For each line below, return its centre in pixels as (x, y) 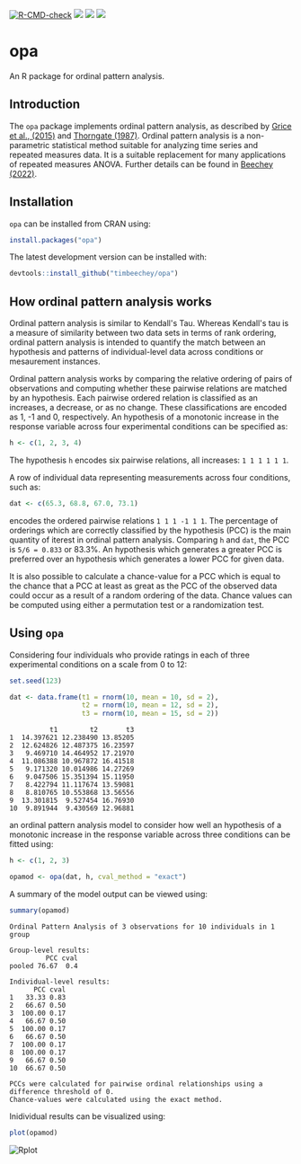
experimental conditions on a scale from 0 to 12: (98, 664)
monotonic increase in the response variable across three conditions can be (150, 834)
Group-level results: (50, 950)
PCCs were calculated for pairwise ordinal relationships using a (136, 1084)
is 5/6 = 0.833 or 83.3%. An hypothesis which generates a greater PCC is (146, 549)
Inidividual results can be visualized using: (88, 1116)
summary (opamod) (40, 910)
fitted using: (31, 844)
